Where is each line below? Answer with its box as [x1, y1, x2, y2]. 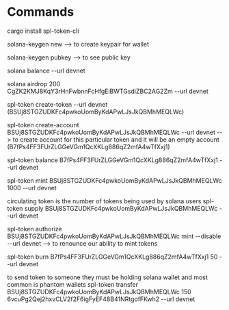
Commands [7, 4, 75, 20]
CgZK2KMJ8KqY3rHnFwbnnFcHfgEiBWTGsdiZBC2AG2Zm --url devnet [7, 87, 208, 95]
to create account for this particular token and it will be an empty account [12, 135, 220, 144]
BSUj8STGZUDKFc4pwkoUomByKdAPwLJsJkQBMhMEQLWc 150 [7, 287, 191, 296]
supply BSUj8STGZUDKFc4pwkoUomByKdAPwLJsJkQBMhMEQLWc [24, 204, 218, 212]
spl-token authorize [7, 224, 63, 233]
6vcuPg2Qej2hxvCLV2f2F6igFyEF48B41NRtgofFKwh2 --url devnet [7, 295, 196, 303]
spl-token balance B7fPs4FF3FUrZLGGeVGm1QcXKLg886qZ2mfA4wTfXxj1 [7, 155, 219, 164]
